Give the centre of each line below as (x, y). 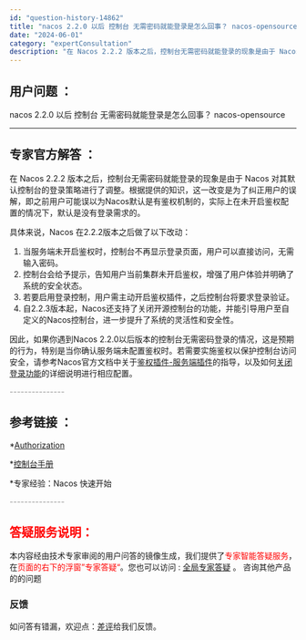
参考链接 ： (41, 423)
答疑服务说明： (51, 532)
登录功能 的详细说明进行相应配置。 (73, 373)
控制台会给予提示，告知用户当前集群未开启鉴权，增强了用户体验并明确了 (158, 274)
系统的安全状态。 (55, 285)
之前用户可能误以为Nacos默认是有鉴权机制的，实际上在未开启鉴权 (157, 201)
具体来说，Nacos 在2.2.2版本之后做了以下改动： (100, 232)
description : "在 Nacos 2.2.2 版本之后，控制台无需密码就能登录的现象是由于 (143, 52)
